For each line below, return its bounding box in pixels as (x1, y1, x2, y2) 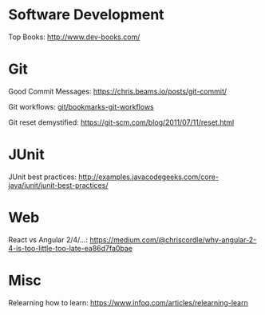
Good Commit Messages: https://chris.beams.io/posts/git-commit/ (8, 86, 227, 96)
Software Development (8, 6, 165, 24)
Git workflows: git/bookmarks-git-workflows (8, 102, 154, 111)
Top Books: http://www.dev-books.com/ (8, 32, 140, 42)
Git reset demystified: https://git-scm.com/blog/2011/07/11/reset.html (8, 118, 235, 127)
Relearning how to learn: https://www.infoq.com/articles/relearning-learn (8, 297, 249, 307)
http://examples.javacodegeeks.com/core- (78, 172, 220, 181)
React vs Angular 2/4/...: (8, 234, 89, 245)
